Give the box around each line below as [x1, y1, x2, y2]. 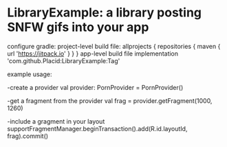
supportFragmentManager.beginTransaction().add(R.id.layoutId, [7, 124, 188, 133]
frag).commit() [7, 132, 49, 140]
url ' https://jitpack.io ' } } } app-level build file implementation [7, 49, 179, 58]
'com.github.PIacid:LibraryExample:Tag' [7, 56, 120, 65]
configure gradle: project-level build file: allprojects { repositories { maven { [7, 42, 221, 50]
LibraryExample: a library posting [7, 5, 202, 21]
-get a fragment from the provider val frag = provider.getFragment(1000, [7, 96, 213, 104]
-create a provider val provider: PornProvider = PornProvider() [7, 83, 184, 91]
